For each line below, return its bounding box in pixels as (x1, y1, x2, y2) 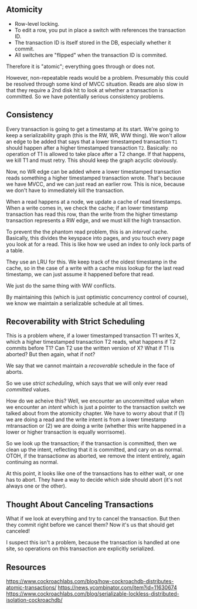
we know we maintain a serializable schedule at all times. (6, 299, 144, 307)
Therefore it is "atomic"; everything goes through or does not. (6, 63, 155, 70)
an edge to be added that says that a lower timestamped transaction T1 (6, 138, 178, 145)
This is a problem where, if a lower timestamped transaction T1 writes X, (6, 332, 181, 339)
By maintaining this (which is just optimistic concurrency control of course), (6, 293, 189, 300)
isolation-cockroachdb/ (6, 597, 63, 604)
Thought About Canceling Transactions (6, 499, 154, 509)
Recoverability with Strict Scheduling (6, 317, 145, 327)
